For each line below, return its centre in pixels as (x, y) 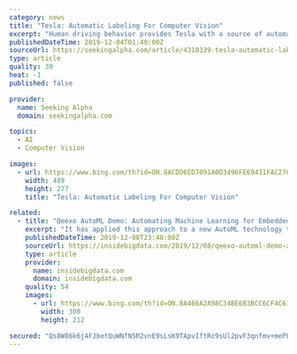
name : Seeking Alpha (55, 107)
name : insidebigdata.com (78, 271)
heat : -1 (25, 75)
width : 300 (61, 312)
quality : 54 (47, 287)
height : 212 (63, 319)
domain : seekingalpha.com (65, 116)
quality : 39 (31, 67)
